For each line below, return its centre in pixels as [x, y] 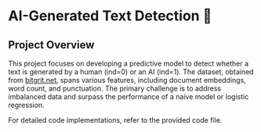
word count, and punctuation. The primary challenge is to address [115, 88]
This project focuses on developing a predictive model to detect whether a [129, 63]
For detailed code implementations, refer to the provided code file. [115, 120]
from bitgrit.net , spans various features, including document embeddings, [127, 80]
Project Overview [51, 45]
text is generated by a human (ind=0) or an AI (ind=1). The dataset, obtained [131, 72]
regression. [26, 105]
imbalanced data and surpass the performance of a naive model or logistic [129, 96]
